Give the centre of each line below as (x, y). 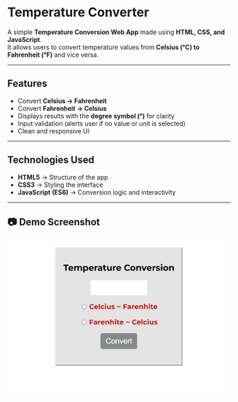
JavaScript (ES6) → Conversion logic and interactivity (96, 192)
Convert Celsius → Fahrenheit (62, 101)
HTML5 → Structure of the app (63, 177)
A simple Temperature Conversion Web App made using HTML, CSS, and (116, 32)
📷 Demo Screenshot (54, 222)
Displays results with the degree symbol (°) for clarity (96, 116)
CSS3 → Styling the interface (60, 185)
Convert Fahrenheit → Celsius (62, 108)
